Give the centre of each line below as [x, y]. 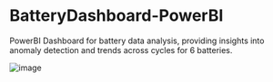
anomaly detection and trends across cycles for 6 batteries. [121, 50]
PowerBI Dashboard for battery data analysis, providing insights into [137, 41]
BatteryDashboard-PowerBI [116, 16]
